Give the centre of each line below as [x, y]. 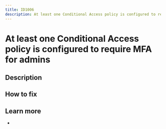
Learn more [23, 111]
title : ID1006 [20, 10]
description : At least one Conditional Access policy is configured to [80, 14]
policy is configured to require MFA [79, 49]
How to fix [21, 94]
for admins [28, 59]
